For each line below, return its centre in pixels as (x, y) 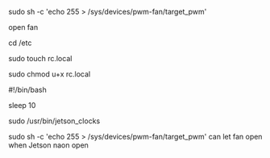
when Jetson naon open (48, 145)
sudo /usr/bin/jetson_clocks (54, 121)
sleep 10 (22, 105)
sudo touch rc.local (40, 58)
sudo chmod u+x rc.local (50, 74)
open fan (23, 27)
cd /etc (20, 43)
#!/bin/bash (27, 89)
